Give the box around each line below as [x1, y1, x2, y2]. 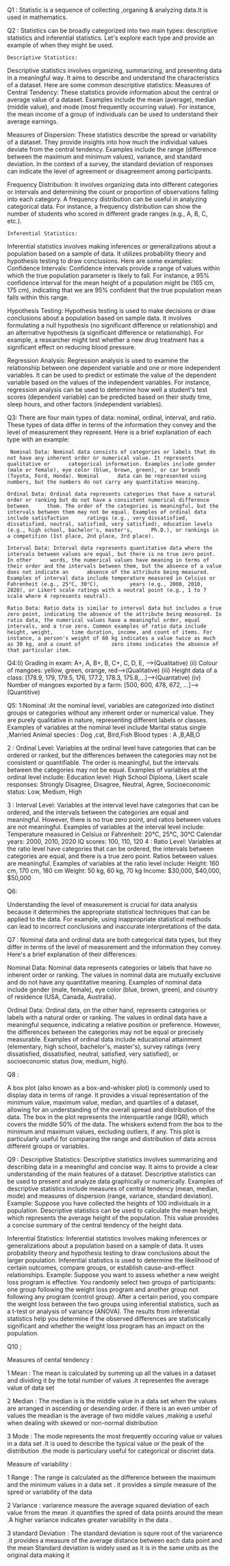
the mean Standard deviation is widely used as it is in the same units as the [7, 1544, 219, 1552]
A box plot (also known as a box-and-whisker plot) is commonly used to [7, 1084, 210, 1092]
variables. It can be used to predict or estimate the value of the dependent [7, 371, 217, 379]
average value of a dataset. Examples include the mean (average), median [7, 95, 217, 104]
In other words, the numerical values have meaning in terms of [7, 557, 210, 564]
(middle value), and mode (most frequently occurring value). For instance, [7, 103, 216, 111]
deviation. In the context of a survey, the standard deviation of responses [7, 160, 214, 168]
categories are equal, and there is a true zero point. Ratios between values [7, 852, 217, 860]
